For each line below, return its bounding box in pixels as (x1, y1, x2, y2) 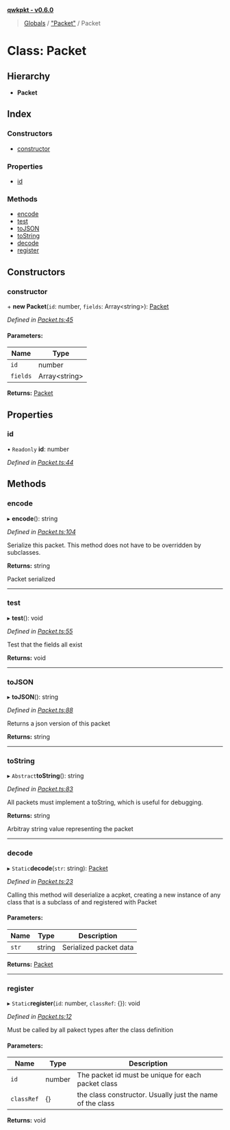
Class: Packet (7, 43, 87, 59)
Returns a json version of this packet (7, 719, 111, 728)
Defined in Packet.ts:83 (7, 785, 73, 793)
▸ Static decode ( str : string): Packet (7, 864, 108, 872)
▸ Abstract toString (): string (7, 771, 84, 780)
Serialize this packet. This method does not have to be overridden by (7, 541, 202, 549)
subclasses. (7, 548, 41, 556)
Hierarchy (7, 70, 51, 82)
